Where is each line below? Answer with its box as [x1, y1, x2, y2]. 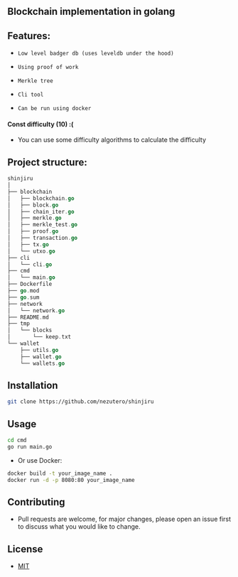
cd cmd [7, 436, 27, 444]
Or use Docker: [17, 456, 63, 464]
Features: [7, 30, 51, 42]
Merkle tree [17, 77, 53, 84]
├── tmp [7, 320, 31, 327]
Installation [7, 379, 58, 391]
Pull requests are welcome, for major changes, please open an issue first [17, 515, 232, 524]
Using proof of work [17, 64, 79, 71]
